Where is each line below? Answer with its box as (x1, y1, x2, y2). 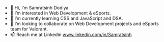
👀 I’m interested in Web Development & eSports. (10, 10, 111, 16)
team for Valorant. (10, 26, 48, 32)
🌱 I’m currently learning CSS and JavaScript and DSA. (10, 15, 123, 21)
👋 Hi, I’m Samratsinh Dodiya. (10, 5, 70, 10)
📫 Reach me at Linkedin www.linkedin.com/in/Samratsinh (10, 31, 132, 37)
